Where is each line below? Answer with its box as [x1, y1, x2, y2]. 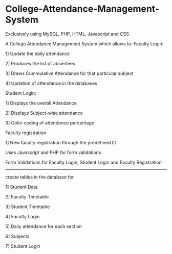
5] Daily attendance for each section [5, 223, 82, 230]
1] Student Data [5, 184, 38, 190]
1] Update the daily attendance [5, 50, 70, 57]
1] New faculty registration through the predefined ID [5, 139, 117, 145]
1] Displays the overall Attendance [5, 100, 77, 106]
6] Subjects [5, 233, 30, 239]
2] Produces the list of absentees [5, 60, 75, 66]
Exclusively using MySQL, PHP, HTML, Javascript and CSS [5, 31, 130, 37]
